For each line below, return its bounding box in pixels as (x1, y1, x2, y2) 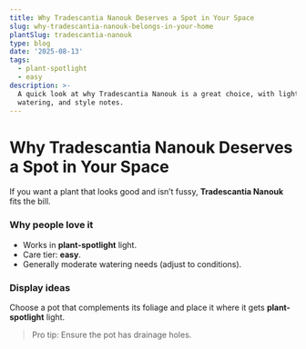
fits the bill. (9, 196, 52, 207)
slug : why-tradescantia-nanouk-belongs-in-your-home (9, 22, 214, 31)
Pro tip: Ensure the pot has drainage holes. (31, 329, 192, 340)
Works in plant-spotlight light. (22, 239, 138, 250)
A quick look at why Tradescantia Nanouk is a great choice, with (17, 89, 275, 98)
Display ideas (9, 281, 71, 294)
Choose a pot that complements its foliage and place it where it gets (9, 302, 266, 313)
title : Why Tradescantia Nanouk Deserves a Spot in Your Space (9, 13, 255, 23)
